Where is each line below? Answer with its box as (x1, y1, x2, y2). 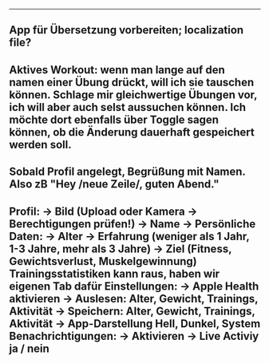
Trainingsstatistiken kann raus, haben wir (9, 266, 220, 280)
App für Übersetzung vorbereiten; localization (9, 23, 244, 37)
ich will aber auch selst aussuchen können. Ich (9, 101, 247, 114)
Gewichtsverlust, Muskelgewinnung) (9, 254, 198, 268)
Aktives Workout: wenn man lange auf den (9, 63, 226, 77)
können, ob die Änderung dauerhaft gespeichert (9, 125, 255, 139)
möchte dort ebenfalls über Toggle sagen (9, 112, 219, 126)
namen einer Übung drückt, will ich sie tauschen (9, 75, 255, 89)
